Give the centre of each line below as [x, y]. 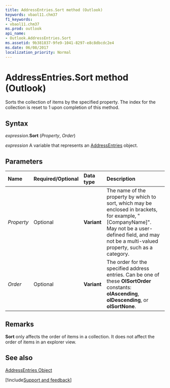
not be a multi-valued [132, 241]
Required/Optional [56, 179]
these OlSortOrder [129, 281]
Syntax [17, 123]
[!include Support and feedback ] [38, 380]
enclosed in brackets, [132, 210]
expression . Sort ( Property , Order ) [40, 136]
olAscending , [123, 294]
